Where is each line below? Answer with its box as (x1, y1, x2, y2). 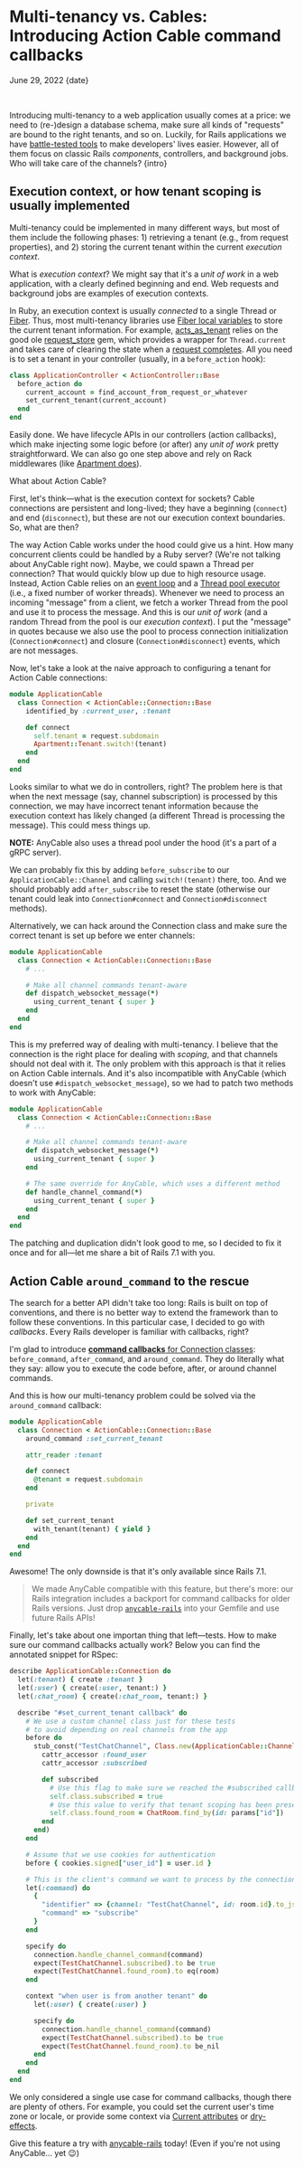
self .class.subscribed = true (49, 1792, 164, 1801)
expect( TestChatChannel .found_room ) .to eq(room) (32, 1967, 220, 1976)
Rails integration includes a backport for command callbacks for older (31, 1594, 291, 1604)
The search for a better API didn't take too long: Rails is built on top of (9, 1297, 269, 1308)
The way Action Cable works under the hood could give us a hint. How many (9, 540, 294, 550)
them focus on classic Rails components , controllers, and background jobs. (9, 147, 289, 159)
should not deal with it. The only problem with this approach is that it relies (9, 1058, 287, 1069)
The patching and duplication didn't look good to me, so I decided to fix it (9, 1237, 282, 1249)
